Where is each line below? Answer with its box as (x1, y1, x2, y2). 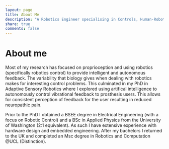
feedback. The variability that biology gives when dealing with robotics (5, 75, 152, 81)
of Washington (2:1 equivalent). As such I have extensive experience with (5, 122, 157, 128)
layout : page (5, 7, 33, 13)
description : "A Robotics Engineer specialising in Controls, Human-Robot (5, 17, 165, 22)
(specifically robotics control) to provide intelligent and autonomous (5, 70, 146, 76)
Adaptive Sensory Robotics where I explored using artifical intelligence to (5, 86, 157, 92)
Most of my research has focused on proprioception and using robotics (5, 64, 153, 70)
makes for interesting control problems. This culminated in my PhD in (5, 81, 148, 87)
